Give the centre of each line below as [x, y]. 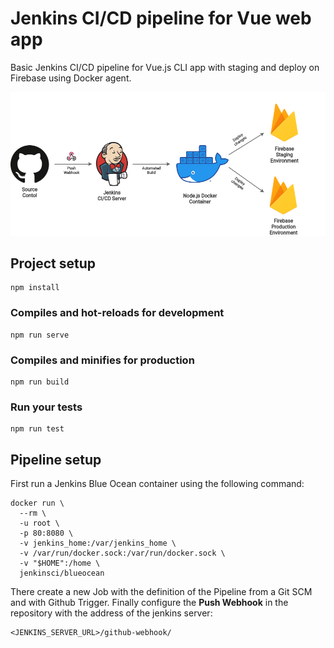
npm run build [40, 382]
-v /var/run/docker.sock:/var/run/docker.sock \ [122, 553]
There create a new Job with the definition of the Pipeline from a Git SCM [161, 592]
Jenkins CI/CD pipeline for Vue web [161, 18]
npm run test [37, 429]
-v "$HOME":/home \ [60, 563]
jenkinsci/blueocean [62, 573]
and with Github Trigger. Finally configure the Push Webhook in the [149, 603]
